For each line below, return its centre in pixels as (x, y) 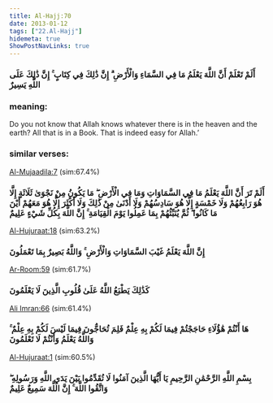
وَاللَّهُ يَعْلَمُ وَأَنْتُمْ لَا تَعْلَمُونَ (52, 340)
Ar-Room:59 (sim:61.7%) (50, 270)
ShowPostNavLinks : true (50, 46)
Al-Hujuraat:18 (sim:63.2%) (55, 230)
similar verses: (39, 154)
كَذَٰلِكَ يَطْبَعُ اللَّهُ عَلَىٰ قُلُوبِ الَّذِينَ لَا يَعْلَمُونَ (79, 291)
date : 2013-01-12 (39, 24)
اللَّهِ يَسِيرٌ (25, 84)
